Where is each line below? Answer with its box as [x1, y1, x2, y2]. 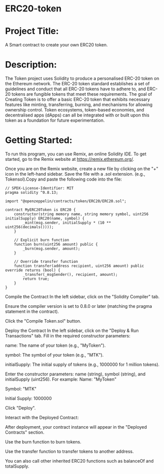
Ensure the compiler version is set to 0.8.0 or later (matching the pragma [5, 303, 152, 309]
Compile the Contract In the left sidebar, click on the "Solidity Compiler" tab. [5, 294, 160, 299]
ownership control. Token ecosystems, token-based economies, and [5, 107, 144, 113]
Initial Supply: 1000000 [5, 396, 52, 401]
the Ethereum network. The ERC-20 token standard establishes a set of [5, 81, 150, 87]
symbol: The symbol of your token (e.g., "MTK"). [5, 352, 104, 358]
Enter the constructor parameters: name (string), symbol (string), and [5, 371, 146, 377]
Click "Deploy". [5, 405, 36, 411]
